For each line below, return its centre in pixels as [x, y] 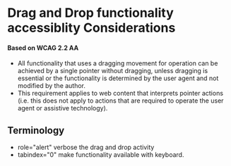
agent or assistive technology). [63, 108]
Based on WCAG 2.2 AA [43, 48]
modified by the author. [52, 86]
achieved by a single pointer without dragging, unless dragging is [113, 71]
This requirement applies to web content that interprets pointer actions [120, 94]
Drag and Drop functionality [91, 13]
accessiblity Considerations [91, 28]
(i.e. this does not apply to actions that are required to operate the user [120, 101]
